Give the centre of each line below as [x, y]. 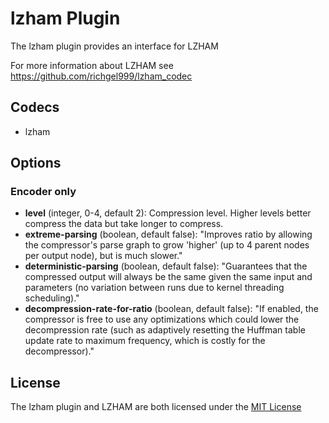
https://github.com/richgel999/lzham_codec [101, 76]
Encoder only [43, 192]
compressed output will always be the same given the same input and [168, 277]
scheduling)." [52, 298]
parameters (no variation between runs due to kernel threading [154, 288]
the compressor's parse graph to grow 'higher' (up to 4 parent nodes [167, 245]
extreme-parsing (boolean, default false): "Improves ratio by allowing [168, 234]
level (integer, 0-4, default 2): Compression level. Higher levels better [168, 213]
